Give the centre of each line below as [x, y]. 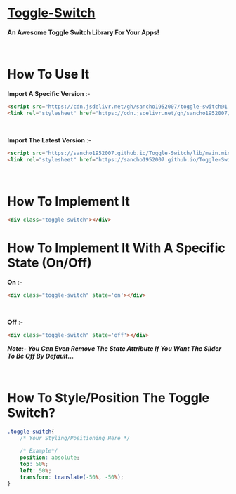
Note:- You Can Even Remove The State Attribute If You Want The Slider [114, 348]
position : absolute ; [50, 458]
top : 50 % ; [34, 465]
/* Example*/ [39, 451]
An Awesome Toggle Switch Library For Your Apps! [83, 32]
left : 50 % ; [36, 471]
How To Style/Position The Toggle [108, 398]
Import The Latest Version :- [49, 140]
